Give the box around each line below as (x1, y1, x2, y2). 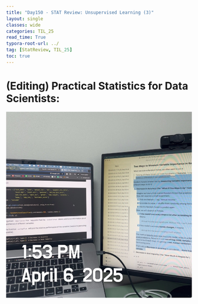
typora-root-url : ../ (6, 41, 60, 47)
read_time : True (6, 34, 46, 41)
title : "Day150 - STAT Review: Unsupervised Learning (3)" (6, 9, 154, 15)
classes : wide (6, 22, 41, 28)
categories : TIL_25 (6, 28, 54, 34)
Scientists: (6, 91, 60, 105)
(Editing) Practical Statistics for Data (6, 79, 189, 93)
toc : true (6, 53, 31, 59)
